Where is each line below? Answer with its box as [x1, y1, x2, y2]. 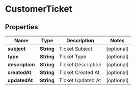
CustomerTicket [5, 3, 73, 15]
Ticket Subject [59, 45, 93, 52]
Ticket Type [59, 54, 87, 60]
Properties [5, 23, 38, 31]
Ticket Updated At [59, 77, 101, 84]
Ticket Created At [59, 69, 100, 76]
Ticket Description [59, 61, 102, 68]
